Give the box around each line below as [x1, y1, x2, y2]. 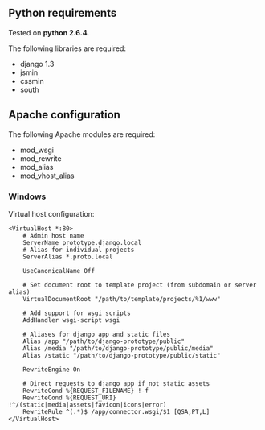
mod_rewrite [19, 153, 62, 163]
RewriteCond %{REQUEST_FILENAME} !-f [22, 387, 149, 395]
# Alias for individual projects [22, 246, 135, 254]
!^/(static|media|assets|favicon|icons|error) [8, 400, 167, 409]
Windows [8, 191, 47, 202]
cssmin [19, 76, 44, 85]
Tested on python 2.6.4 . [8, 27, 90, 37]
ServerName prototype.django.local [22, 238, 142, 246]
